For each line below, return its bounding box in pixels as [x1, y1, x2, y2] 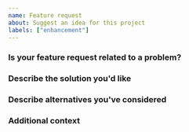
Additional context [8, 115, 81, 126]
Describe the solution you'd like [8, 73, 132, 84]
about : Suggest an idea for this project [8, 19, 146, 27]
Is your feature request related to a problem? [8, 52, 182, 63]
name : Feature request [8, 11, 82, 20]
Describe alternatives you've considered [8, 94, 167, 105]
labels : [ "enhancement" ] [8, 26, 89, 34]
